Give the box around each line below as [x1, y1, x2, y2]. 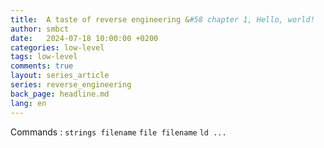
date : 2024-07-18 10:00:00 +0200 [10, 33, 159, 43]
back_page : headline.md [10, 89, 110, 99]
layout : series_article [10, 71, 110, 81]
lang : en [10, 98, 47, 108]
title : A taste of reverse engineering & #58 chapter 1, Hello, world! [10, 14, 315, 25]
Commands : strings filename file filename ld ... [10, 126, 227, 138]
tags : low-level [10, 52, 78, 62]
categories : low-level [10, 42, 105, 53]
